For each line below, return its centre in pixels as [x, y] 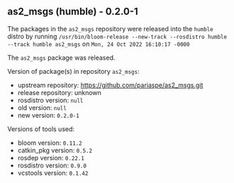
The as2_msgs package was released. [61, 57]
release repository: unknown [59, 92]
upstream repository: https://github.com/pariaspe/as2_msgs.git [110, 85]
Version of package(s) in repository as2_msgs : [73, 71]
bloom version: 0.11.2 [50, 143]
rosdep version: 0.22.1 [51, 157]
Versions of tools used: [41, 129]
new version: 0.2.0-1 [48, 115]
